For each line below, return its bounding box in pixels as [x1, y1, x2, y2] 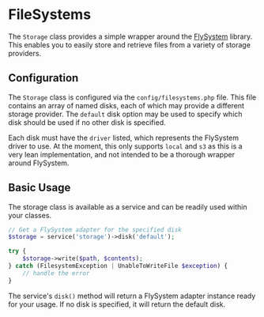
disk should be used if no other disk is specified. [8, 117, 166, 127]
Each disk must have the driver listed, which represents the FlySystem [8, 133, 239, 142]
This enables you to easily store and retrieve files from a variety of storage [8, 40, 251, 49]
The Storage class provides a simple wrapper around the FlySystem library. [8, 32, 253, 41]
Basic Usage [8, 181, 71, 194]
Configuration [8, 71, 79, 85]
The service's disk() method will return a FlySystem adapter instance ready [8, 291, 256, 300]
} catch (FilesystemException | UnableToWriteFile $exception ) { [8, 262, 228, 270]
